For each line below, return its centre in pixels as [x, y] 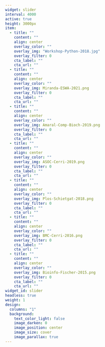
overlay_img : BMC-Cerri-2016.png [48, 235]
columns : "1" [23, 309]
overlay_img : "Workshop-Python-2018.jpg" [57, 51]
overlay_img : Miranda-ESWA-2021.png [52, 88]
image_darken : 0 [31, 323]
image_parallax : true [36, 337]
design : [13, 305]
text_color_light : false [39, 318]
